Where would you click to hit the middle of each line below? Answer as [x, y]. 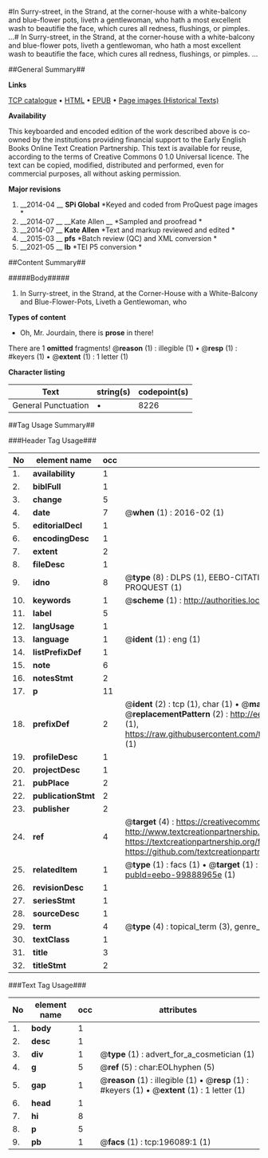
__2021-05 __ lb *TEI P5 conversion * [81, 247]
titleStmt [49, 965]
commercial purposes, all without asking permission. [95, 174]
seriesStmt [54, 901]
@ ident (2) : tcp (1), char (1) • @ [187, 704]
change [47, 500]
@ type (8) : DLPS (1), [166, 577]
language [51, 639]
